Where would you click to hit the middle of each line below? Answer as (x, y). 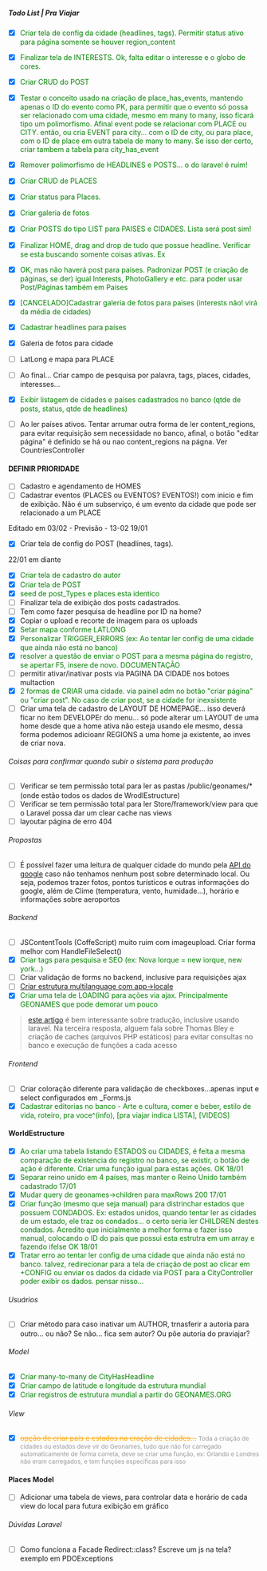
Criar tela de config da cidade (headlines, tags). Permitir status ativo (132, 33)
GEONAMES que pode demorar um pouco (88, 1004)
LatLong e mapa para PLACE (67, 359)
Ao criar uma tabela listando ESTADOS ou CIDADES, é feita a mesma (132, 1151)
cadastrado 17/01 (48, 1186)
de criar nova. (43, 743)
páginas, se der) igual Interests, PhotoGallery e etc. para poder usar (131, 278)
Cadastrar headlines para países (73, 327)
